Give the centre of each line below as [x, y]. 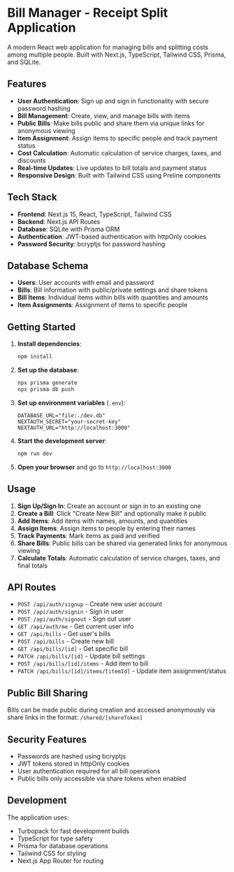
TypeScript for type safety [55, 838]
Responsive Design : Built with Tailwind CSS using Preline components [119, 175]
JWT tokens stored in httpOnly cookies [73, 764]
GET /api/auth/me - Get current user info [75, 626]
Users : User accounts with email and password [86, 283]
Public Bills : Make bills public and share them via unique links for [111, 123]
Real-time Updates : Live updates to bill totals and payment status [112, 168]
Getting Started [42, 327]
